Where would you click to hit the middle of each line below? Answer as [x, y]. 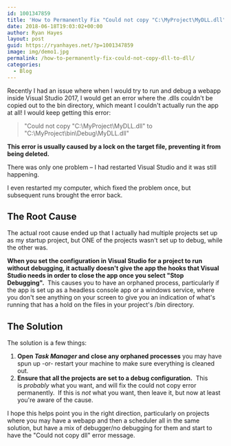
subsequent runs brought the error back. [65, 195]
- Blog [23, 71]
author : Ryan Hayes [35, 33]
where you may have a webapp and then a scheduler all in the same [103, 421]
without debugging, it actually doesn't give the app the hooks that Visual [113, 268]
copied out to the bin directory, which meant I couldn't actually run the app [113, 105]
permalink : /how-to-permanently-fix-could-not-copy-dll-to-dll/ [101, 58]
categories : [24, 65]
